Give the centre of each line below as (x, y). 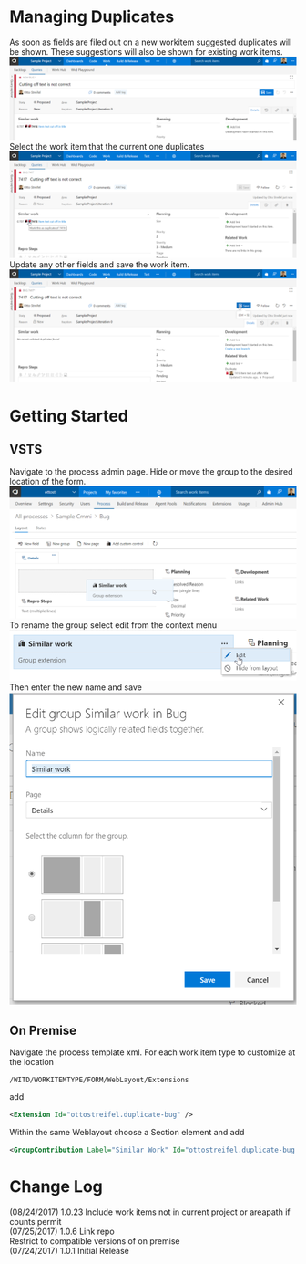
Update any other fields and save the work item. (99, 264)
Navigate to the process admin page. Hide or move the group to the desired (151, 471)
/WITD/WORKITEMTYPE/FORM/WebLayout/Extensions (99, 1080)
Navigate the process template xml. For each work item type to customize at (153, 1052)
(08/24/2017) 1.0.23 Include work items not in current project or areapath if (150, 1212)
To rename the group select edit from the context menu (113, 625)
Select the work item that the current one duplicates (107, 146)
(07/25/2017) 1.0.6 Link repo (62, 1231)
